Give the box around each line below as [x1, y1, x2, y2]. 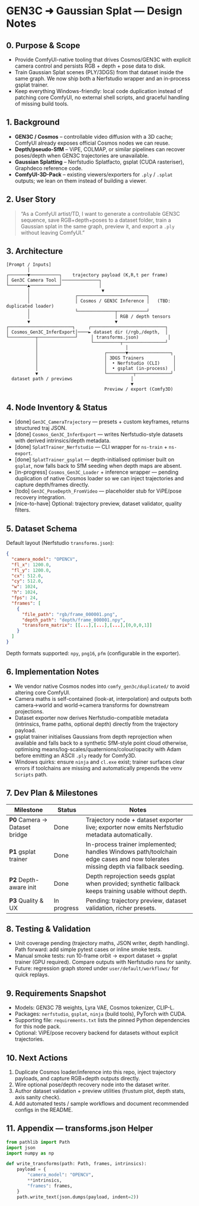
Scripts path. [14, 771, 48, 778]
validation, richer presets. [85, 904, 157, 912]
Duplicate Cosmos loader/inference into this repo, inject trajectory [14, 1068, 176, 1076]
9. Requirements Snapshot [6, 988, 107, 998]
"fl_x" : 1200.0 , [11, 561, 52, 567]
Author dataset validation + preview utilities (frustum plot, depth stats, [14, 1087, 185, 1095]
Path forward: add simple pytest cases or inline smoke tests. [14, 946, 162, 953]
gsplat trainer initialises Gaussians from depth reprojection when [14, 733, 173, 740]
